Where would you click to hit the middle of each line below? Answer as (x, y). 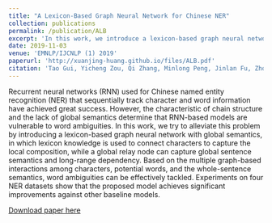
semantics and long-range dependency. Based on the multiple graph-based (135, 160)
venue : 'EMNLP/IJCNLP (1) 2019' (63, 53)
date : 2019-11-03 (38, 46)
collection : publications (52, 23)
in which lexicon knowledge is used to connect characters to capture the (130, 143)
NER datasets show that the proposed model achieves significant (117, 186)
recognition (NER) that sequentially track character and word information (130, 100)
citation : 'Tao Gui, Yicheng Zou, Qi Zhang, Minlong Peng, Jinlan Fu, (130, 69)
